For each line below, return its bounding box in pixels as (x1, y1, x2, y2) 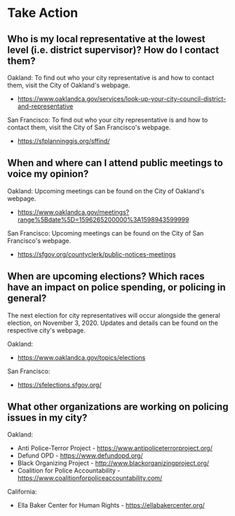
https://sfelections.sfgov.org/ (17, 380, 102, 389)
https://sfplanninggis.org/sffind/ (17, 137, 110, 145)
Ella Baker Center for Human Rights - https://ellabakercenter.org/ (17, 501, 205, 510)
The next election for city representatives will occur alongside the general (7, 311, 221, 319)
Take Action (7, 5, 79, 21)
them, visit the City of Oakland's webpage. (7, 81, 130, 89)
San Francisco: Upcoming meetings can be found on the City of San (7, 228, 204, 237)
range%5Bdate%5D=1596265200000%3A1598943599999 (17, 215, 189, 224)
